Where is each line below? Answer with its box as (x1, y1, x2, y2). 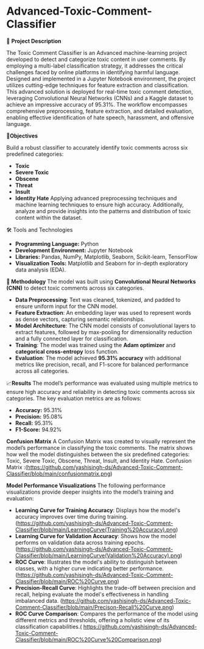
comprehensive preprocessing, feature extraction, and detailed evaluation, (6, 107, 194, 114)
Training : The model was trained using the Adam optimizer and (15, 341, 175, 348)
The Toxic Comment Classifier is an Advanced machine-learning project (6, 49, 188, 56)
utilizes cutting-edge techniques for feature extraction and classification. (6, 81, 189, 89)
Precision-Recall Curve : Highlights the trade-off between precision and (15, 584, 196, 591)
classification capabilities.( (15, 623, 82, 630)
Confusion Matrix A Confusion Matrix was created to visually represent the (6, 437, 196, 445)
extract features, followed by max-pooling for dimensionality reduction (15, 328, 192, 335)
